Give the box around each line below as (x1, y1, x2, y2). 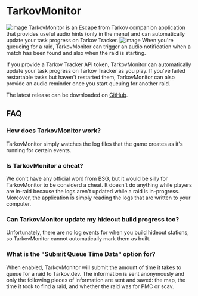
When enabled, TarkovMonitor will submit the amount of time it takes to (6, 264, 182, 271)
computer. (6, 200, 32, 207)
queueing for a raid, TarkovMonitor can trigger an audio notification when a (6, 43, 191, 50)
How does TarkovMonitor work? (6, 127, 101, 135)
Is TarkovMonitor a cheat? (6, 161, 83, 169)
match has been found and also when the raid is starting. (6, 49, 146, 56)
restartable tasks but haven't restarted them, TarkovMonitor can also (6, 73, 175, 81)
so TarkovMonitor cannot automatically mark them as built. (6, 235, 151, 242)
